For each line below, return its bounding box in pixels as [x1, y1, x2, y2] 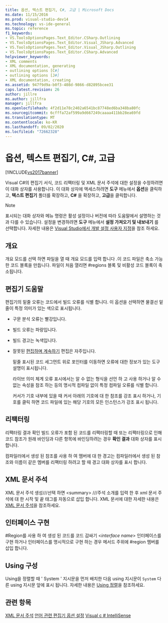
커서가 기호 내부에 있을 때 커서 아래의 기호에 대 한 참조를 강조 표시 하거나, [12, 392, 156, 398]
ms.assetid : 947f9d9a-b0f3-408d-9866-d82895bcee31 [5, 82, 114, 87]
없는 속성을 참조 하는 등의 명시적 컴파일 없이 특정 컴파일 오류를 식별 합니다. [12, 382, 159, 388]
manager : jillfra [5, 101, 42, 106]
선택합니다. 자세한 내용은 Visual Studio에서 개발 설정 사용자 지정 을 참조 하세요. [5, 225, 160, 232]
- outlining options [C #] [5, 68, 59, 74]
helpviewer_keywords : [5, 54, 51, 59]
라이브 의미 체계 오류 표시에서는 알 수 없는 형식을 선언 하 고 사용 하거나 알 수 [12, 376, 161, 382]
